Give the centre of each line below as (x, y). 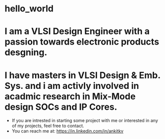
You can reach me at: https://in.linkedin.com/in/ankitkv (68, 131)
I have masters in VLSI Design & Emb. (82, 75)
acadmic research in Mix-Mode (70, 96)
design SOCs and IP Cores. (61, 107)
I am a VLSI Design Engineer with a (77, 32)
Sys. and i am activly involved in (72, 86)
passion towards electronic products (82, 42)
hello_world (29, 9)
